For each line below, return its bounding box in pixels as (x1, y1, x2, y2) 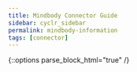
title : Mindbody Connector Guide (8, 11, 118, 20)
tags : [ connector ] (8, 33, 68, 42)
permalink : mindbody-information (8, 26, 118, 34)
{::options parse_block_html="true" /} (8, 55, 130, 65)
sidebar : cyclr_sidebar (8, 19, 87, 27)
